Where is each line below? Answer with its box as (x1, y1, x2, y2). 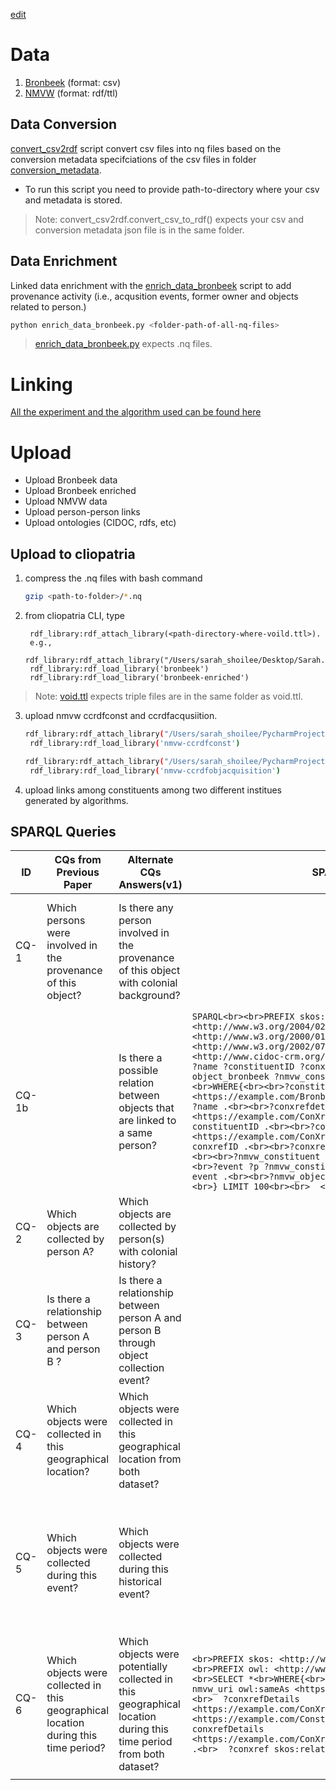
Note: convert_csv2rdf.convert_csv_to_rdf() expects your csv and (34, 213, 305, 225)
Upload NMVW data (24, 495, 108, 508)
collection (118, 1361, 165, 1375)
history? (118, 1257, 157, 1271)
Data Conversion (10, 116, 118, 133)
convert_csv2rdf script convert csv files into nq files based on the (10, 142, 282, 154)
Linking (10, 373, 73, 396)
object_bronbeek (191, 1071, 270, 1083)
